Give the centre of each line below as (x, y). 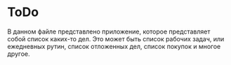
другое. (19, 54)
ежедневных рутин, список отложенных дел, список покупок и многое (114, 46)
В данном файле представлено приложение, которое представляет (109, 31)
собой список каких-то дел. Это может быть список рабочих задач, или (116, 38)
